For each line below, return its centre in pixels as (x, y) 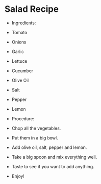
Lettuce (19, 61)
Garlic (18, 51)
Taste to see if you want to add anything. (53, 166)
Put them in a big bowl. (35, 138)
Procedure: (23, 118)
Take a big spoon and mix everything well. (54, 157)
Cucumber (22, 71)
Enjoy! (18, 176)
